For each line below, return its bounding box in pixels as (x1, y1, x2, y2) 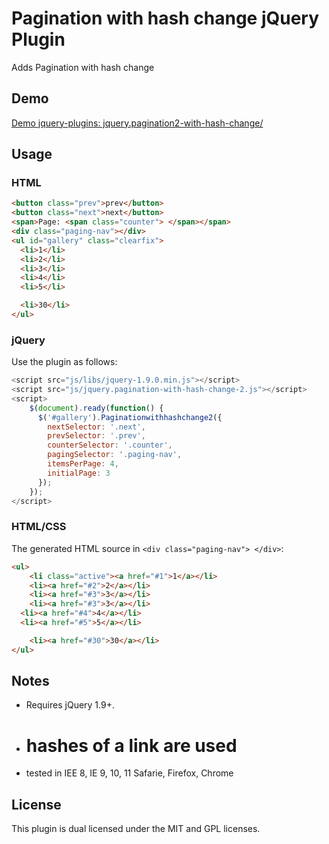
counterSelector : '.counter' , (47, 440, 173, 451)
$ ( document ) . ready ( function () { (29, 403, 164, 413)
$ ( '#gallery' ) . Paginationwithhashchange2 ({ (37, 412, 223, 422)
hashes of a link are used (25, 734, 238, 757)
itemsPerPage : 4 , (47, 459, 119, 469)
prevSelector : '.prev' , (47, 431, 146, 441)
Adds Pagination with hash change (11, 61, 155, 73)
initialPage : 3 (47, 468, 111, 478)
